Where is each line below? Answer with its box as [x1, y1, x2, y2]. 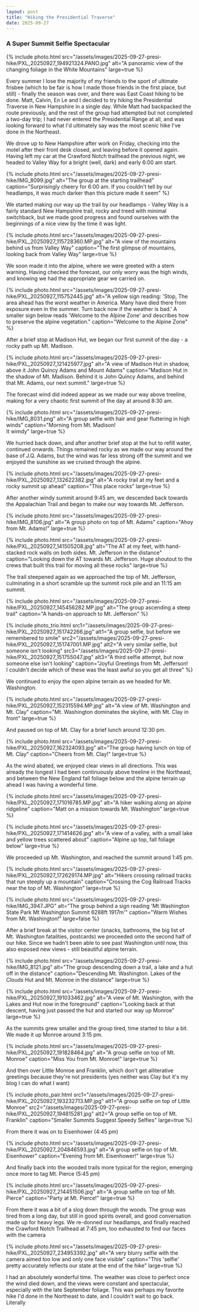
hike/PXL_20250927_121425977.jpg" [6, 360, 94, 367]
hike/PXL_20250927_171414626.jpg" [6, 829, 94, 836]
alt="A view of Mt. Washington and [105, 702, 191, 709]
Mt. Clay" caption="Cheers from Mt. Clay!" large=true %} [6, 750, 147, 757]
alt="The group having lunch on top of [97, 744, 191, 751]
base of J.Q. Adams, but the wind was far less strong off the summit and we [6, 452, 192, 459]
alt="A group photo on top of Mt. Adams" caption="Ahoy [55, 518, 194, 525]
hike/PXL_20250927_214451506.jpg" [6, 1188, 96, 1195]
